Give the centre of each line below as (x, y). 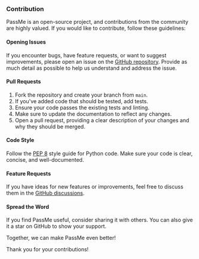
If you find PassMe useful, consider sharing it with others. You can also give (99, 220)
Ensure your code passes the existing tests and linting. (82, 107)
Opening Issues (26, 42)
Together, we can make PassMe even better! (61, 238)
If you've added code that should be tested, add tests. (81, 101)
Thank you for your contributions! (48, 249)
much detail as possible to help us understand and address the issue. (92, 68)
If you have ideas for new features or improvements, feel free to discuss (95, 187)
